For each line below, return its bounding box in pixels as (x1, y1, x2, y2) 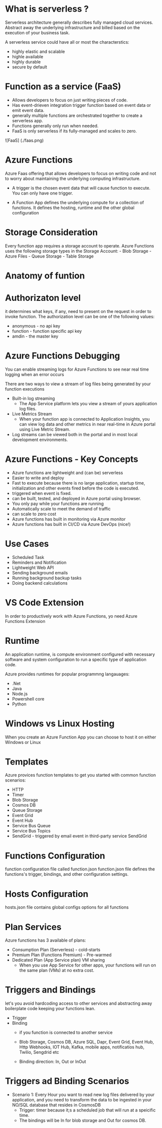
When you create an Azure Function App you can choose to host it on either (5, 734, 156, 740)
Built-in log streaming (12, 395, 55, 401)
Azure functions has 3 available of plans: (5, 937, 86, 943)
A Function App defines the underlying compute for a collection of (12, 199, 144, 205)
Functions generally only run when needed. (12, 123, 99, 129)
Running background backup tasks (12, 575, 82, 581)
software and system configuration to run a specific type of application (5, 656, 147, 662)
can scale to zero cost (12, 511, 57, 517)
